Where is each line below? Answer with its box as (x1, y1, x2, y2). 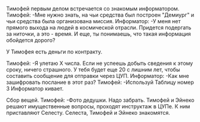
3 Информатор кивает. (6, 85, 64, 92)
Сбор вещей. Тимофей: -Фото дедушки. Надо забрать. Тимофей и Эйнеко (6, 96, 195, 104)
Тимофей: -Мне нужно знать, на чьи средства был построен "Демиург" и (6, 11, 195, 18)
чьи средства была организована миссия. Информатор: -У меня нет (6, 18, 181, 24)
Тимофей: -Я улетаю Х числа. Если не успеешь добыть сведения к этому (6, 60, 193, 67)
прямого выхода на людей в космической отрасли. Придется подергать (6, 24, 192, 31)
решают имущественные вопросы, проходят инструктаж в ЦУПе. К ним (6, 103, 190, 110)
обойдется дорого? (6, 37, 56, 43)
